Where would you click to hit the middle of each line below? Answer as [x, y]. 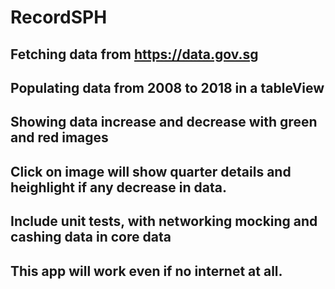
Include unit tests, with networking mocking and [164, 221]
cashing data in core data [91, 237]
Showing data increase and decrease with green [164, 122]
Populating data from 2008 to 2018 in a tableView [167, 87]
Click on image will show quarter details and [151, 171]
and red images [59, 137]
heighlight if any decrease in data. [119, 187]
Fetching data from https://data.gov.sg [134, 54]
